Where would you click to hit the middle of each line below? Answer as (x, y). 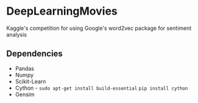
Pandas (25, 68)
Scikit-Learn (30, 81)
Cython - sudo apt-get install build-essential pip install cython (101, 88)
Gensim (25, 94)
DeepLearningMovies (62, 11)
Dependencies (34, 54)
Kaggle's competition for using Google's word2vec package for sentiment (99, 28)
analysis (17, 34)
